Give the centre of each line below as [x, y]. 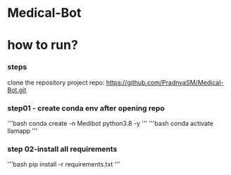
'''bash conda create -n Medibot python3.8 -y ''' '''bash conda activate [110, 123]
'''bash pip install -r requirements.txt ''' [64, 164]
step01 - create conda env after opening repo [86, 108]
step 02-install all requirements [62, 149]
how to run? [43, 45]
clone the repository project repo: [56, 82]
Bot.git [17, 90]
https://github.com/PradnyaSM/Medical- [165, 82]
